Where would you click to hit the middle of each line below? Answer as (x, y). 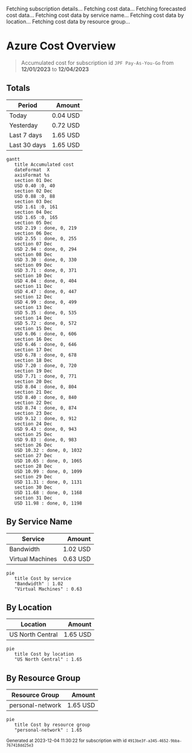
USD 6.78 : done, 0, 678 (46, 355)
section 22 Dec (33, 403)
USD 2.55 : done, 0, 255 (46, 238)
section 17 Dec (33, 350)
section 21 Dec (33, 392)
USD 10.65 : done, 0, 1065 (48, 461)
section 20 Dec (33, 381)
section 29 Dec (33, 477)
